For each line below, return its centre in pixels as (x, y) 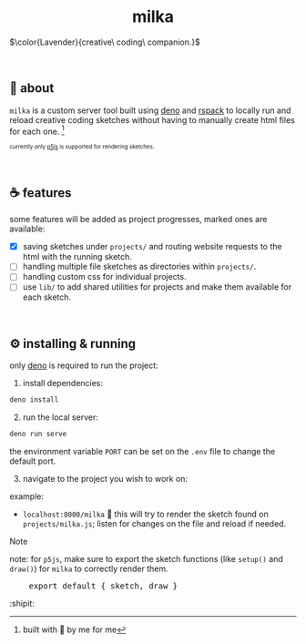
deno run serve (38, 434)
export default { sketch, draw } (103, 586)
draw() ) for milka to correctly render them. (89, 569)
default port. (33, 461)
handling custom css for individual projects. (104, 277)
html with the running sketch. (77, 257)
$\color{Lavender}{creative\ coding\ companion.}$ (105, 42)
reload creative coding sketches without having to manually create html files (153, 119)
